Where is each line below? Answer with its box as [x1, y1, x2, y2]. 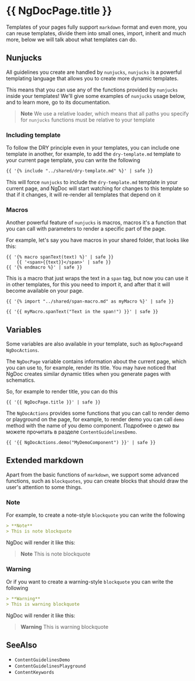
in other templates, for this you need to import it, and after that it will [6, 281, 170, 288]
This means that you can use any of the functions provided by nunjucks [6, 86, 178, 93]
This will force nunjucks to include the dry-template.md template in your [6, 178, 178, 185]
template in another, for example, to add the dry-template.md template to [6, 151, 181, 158]
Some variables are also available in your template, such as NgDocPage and [6, 340, 183, 347]
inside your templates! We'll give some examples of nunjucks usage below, [6, 92, 186, 99]
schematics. [6, 377, 36, 384]
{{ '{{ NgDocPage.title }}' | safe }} [6, 399, 101, 405]
